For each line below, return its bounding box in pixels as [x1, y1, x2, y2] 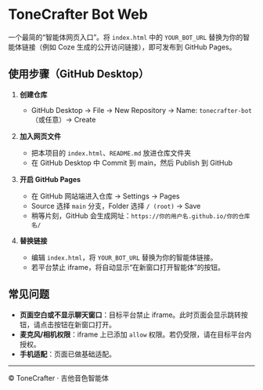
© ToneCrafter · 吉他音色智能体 [8, 373, 110, 382]
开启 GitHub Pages [19, 174, 81, 184]
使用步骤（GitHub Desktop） [8, 67, 150, 81]
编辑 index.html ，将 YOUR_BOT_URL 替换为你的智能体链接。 [31, 253, 218, 262]
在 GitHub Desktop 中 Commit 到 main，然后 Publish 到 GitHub [31, 158, 233, 167]
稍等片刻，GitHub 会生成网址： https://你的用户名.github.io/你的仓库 [31, 210, 250, 221]
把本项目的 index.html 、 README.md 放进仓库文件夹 [31, 148, 192, 158]
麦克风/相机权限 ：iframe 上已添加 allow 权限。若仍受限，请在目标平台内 [19, 330, 252, 339]
